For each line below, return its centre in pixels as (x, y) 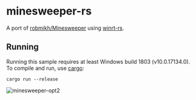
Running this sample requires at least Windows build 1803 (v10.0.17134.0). (98, 61)
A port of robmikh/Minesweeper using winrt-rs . (65, 28)
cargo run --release (32, 79)
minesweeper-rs (49, 11)
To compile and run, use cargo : (45, 68)
